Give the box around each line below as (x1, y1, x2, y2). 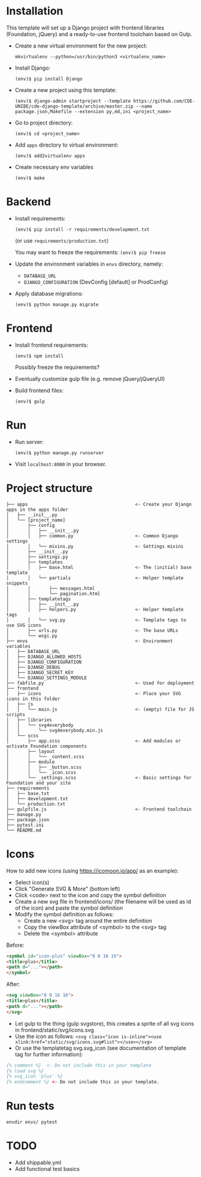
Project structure (6, 481, 93, 495)
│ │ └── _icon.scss (6, 769, 77, 776)
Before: (6, 941, 25, 949)
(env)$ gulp (14, 398, 45, 404)
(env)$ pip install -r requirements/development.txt (14, 227, 150, 233)
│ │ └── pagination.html (6, 591, 101, 597)
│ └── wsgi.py (6, 633, 58, 639)
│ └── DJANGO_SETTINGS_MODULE (6, 675, 87, 681)
